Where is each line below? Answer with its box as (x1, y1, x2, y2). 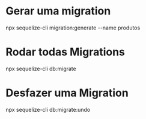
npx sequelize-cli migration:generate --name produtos (5, 24, 141, 31)
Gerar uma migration (5, 4, 111, 18)
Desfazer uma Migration (5, 86, 129, 100)
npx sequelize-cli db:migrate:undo (5, 106, 91, 113)
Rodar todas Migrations (5, 45, 126, 59)
